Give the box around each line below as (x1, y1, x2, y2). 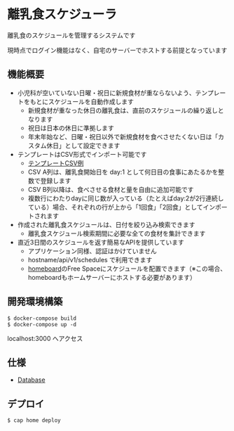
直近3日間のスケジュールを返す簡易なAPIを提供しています (17, 238, 184, 246)
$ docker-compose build (7, 314, 77, 322)
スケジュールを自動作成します (48, 97, 135, 105)
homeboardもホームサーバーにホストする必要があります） (27, 273, 196, 281)
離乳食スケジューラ (7, 6, 118, 22)
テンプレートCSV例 (27, 159, 84, 167)
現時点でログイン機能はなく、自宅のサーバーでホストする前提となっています (7, 46, 228, 54)
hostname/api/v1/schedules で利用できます (27, 255, 153, 264)
